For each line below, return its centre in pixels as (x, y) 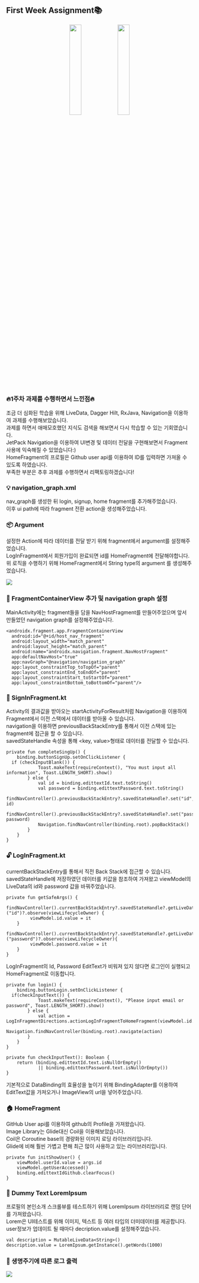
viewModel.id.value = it (61, 918)
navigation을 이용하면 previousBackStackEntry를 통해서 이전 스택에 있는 (91, 726)
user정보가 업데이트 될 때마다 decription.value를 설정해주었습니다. (84, 1229)
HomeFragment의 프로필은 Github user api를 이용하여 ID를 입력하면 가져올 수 (97, 457)
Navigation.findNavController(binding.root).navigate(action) (84, 1031)
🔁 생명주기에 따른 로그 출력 (42, 1261)
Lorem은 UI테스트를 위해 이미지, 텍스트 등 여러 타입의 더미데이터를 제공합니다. (96, 1221)
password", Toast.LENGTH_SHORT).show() (55, 1005)
